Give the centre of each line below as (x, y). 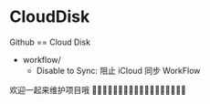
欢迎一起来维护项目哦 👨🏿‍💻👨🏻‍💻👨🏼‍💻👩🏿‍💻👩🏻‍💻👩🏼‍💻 (98, 89)
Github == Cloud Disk (50, 42)
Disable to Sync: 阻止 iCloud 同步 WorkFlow (118, 70)
